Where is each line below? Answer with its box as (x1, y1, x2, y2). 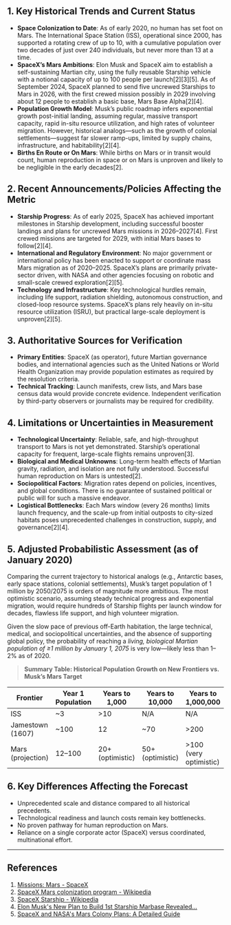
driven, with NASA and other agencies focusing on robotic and (36, 270, 214, 279)
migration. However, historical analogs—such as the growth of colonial (16, 126, 217, 135)
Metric (7, 194, 36, 206)
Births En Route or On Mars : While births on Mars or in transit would (16, 148, 211, 157)
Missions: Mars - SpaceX (16, 880, 89, 888)
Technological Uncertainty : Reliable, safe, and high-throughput (16, 435, 199, 444)
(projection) (10, 753, 49, 763)
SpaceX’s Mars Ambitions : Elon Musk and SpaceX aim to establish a (16, 60, 213, 68)
